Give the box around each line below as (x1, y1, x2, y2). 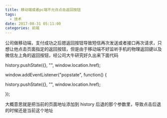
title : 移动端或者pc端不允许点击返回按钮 (5, 7, 81, 12)
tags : (5, 12, 16, 17)
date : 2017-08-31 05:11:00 (5, 21, 61, 26)
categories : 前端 (5, 26, 40, 31)
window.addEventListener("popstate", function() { (5, 72, 107, 78)
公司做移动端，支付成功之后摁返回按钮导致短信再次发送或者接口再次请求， (5, 40, 158, 46)
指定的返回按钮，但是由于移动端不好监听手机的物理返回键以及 (35, 46, 162, 52)
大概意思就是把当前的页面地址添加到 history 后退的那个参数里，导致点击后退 (5, 101, 162, 107)
